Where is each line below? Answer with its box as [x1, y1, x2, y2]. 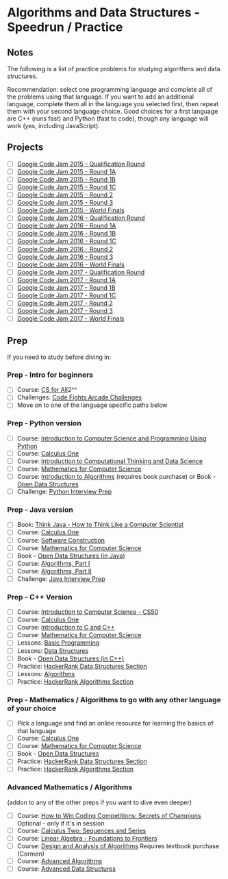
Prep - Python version [7, 419, 82, 428]
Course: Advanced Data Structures [16, 865, 116, 873]
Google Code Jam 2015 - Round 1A [16, 167, 116, 175]
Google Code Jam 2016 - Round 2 [16, 245, 114, 253]
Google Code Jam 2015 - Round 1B [16, 175, 116, 183]
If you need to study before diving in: [7, 353, 112, 361]
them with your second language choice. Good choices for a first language [7, 108, 218, 115]
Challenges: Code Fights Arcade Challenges [16, 393, 142, 401]
